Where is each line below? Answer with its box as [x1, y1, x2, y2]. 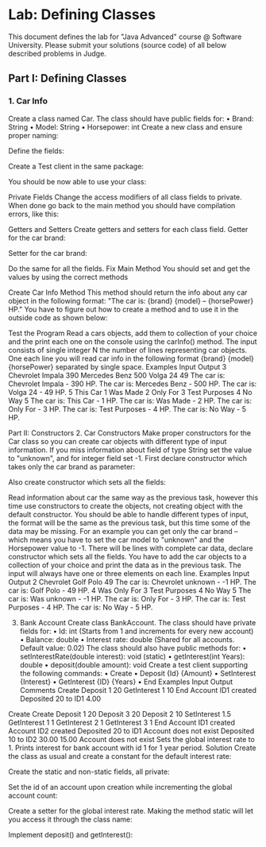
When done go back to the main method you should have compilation [8, 200, 236, 210]
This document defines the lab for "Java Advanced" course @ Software [8, 32, 242, 41]
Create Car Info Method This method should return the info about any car [8, 288, 248, 297]
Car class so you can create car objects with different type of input [8, 436, 227, 446]
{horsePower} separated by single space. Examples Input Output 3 [8, 362, 227, 371]
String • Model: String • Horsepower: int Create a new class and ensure [8, 122, 243, 132]
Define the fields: [8, 145, 65, 156]
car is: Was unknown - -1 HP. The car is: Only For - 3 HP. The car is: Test [8, 594, 246, 603]
